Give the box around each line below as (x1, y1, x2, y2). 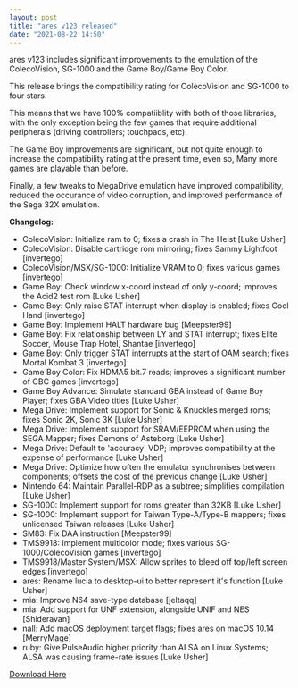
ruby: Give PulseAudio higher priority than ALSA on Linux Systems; (21, 642, 269, 653)
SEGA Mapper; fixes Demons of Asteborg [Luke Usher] (21, 433, 225, 444)
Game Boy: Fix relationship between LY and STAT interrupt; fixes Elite (21, 329, 278, 340)
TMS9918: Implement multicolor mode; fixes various (21, 538, 214, 549)
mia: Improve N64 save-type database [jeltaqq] (21, 595, 197, 606)
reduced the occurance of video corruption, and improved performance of (9, 189, 283, 201)
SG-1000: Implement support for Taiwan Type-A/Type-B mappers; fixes (21, 509, 286, 520)
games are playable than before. (9, 163, 128, 174)
